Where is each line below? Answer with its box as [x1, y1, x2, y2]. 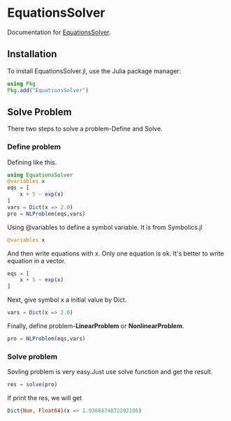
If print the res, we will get [7, 394, 82, 402]
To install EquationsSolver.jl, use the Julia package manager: [7, 66, 181, 75]
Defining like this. [7, 158, 57, 166]
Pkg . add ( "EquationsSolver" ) [7, 87, 89, 94]
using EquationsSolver [7, 171, 73, 179]
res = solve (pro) [7, 381, 58, 388]
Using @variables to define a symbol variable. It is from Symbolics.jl [7, 223, 202, 231]
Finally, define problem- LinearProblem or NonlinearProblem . [7, 322, 185, 330]
